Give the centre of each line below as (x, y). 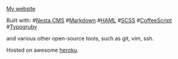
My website (21, 9)
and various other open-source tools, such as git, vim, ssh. (80, 38)
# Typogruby (22, 27)
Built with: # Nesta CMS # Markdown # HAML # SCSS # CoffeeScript (89, 20)
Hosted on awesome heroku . (43, 50)
